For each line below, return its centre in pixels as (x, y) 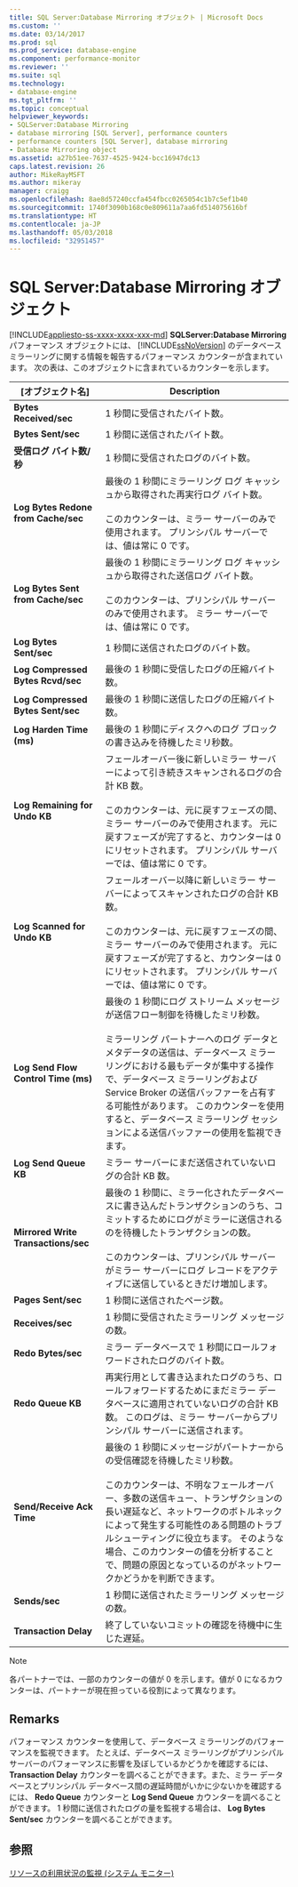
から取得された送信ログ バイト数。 (186, 576)
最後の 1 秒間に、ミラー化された (173, 1192)
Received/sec (43, 419)
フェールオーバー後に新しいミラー (176, 759)
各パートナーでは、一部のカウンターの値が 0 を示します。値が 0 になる (138, 1679)
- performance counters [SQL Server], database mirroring (118, 141)
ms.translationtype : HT (53, 216)
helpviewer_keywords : (49, 116)
